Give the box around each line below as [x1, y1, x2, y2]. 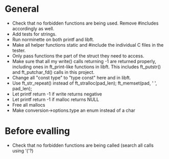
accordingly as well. [12, 25, 55, 31]
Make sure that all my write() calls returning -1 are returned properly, [12, 58, 156, 64]
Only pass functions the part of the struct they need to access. [12, 52, 144, 59]
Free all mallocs [12, 102, 45, 108]
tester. [12, 47, 26, 53]
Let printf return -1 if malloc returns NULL [12, 96, 99, 103]
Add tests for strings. [12, 31, 57, 37]
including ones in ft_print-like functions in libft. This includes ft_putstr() [12, 64, 161, 70]
